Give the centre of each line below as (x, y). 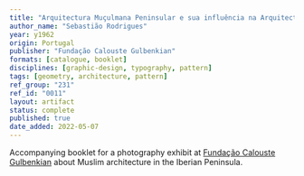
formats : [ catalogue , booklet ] (68, 60)
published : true (40, 118)
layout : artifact (42, 102)
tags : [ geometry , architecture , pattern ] (89, 77)
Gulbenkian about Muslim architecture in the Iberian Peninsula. (126, 162)
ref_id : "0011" (38, 93)
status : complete (42, 110)
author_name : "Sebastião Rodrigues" (78, 26)
